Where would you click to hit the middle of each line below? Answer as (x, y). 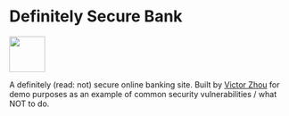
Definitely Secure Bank (96, 17)
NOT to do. (29, 104)
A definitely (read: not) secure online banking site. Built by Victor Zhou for (144, 84)
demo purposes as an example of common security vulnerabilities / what (143, 94)
